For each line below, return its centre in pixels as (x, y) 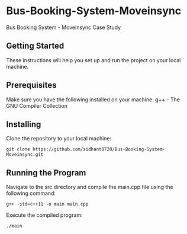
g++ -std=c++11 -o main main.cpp (47, 204)
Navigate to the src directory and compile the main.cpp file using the (90, 187)
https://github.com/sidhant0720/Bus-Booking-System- (99, 149)
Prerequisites (31, 85)
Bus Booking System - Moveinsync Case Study (64, 27)
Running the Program (46, 173)
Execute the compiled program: (44, 215)
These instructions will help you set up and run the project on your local (93, 60)
